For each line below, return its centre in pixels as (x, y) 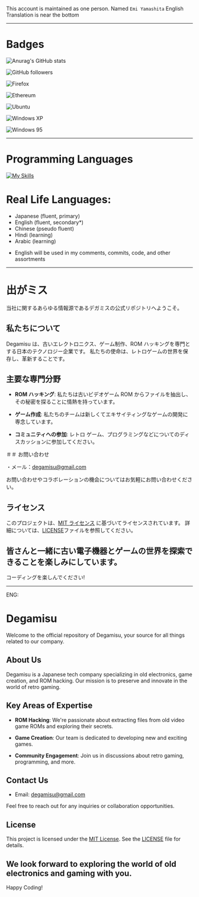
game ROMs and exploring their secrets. (64, 726)
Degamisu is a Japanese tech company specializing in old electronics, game (99, 674)
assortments (30, 259)
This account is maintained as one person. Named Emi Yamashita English (95, 9)
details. (15, 845)
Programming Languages (70, 159)
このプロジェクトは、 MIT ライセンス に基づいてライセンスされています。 (95, 523)
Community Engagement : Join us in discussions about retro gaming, (99, 755)
